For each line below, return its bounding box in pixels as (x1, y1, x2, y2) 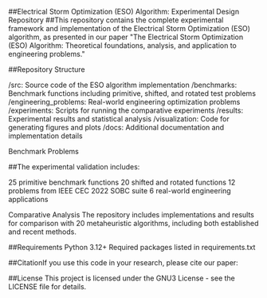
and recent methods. (8, 227, 77, 236)
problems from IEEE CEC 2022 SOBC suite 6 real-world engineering (8, 186, 231, 195)
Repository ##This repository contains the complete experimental (8, 15, 224, 25)
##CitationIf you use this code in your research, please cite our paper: (8, 258, 239, 267)
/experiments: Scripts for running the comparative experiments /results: (8, 105, 244, 115)
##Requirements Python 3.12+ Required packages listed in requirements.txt (8, 243, 256, 252)
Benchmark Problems (8, 147, 80, 156)
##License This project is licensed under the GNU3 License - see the (8, 273, 235, 283)
